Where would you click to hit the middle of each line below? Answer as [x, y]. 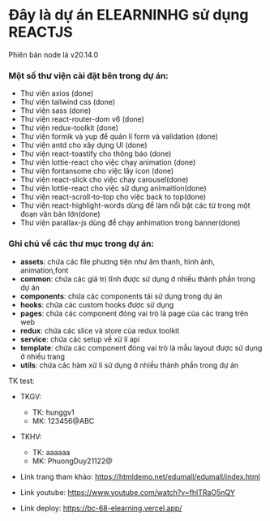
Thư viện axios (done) [57, 93]
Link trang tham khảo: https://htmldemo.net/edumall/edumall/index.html [140, 476]
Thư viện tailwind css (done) [68, 102]
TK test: [21, 381]
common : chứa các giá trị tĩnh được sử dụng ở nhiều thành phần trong [137, 278]
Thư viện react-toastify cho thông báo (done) [96, 154]
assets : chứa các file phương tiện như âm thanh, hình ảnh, [118, 261]
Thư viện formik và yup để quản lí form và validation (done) [119, 136]
